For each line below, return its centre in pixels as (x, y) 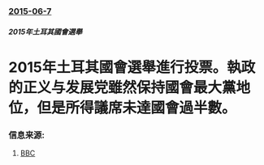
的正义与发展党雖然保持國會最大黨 (123, 87)
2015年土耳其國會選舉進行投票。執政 (132, 67)
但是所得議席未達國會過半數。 (137, 108)
